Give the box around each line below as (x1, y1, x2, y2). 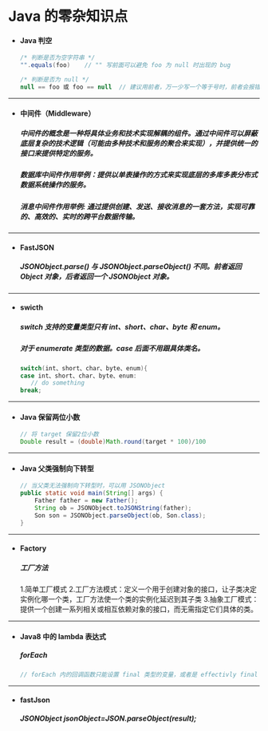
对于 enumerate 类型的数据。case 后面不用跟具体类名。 (19, 344, 205, 354)
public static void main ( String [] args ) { (19, 489, 164, 497)
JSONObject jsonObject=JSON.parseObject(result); (19, 713, 197, 723)
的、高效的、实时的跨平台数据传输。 (19, 211, 140, 221)
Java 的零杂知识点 (8, 7, 128, 26)
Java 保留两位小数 (19, 412, 81, 421)
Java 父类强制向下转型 (19, 464, 94, 473)
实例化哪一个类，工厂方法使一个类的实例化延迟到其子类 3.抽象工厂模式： (19, 595, 259, 604)
